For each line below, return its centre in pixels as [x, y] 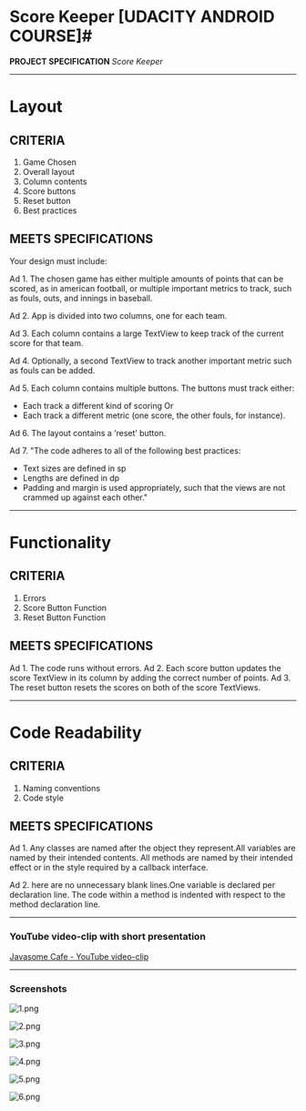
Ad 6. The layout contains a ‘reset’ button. [88, 433]
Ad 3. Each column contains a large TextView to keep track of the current [147, 333]
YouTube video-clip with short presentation [108, 937]
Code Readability [76, 733]
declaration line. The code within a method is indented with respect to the [148, 895]
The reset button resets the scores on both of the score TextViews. [135, 687]
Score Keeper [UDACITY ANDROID [142, 17]
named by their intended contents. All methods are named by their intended [151, 858]
